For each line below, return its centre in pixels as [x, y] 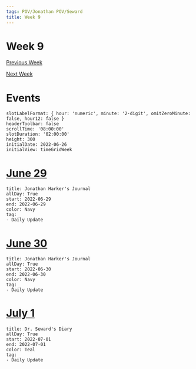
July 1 [21, 313]
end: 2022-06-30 [26, 275]
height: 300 [21, 139]
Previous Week [24, 63]
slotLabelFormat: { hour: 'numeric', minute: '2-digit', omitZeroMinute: [99, 114]
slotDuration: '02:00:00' [38, 134]
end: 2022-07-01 [26, 345]
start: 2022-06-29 [29, 199]
